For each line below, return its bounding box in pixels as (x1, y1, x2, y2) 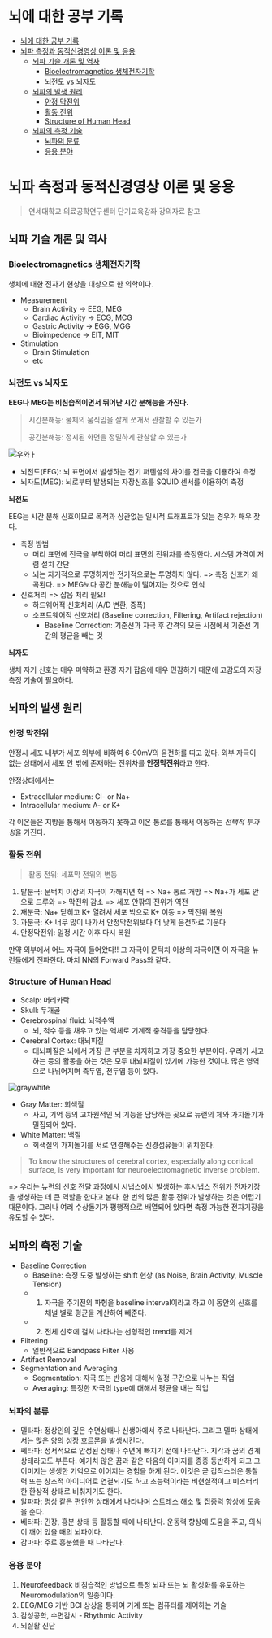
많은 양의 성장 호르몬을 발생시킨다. (35, 1435, 145, 1445)
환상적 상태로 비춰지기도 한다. (28, 1487, 123, 1496)
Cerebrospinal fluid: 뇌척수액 (19, 1016, 115, 1025)
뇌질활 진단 (19, 1620, 56, 1630)
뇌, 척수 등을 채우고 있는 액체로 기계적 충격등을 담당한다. (32, 1026, 210, 1036)
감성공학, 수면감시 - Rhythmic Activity (19, 1610, 144, 1620)
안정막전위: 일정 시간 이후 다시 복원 (19, 927, 132, 937)
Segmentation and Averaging (19, 1363, 118, 1373)
